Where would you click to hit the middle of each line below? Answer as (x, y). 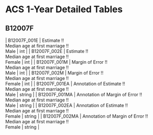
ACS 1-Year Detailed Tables (64, 9)
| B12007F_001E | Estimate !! (35, 40)
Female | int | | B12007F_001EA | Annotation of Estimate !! (65, 84)
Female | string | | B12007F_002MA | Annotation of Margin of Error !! (77, 116)
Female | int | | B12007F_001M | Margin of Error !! (57, 62)
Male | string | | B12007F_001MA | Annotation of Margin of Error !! (74, 94)
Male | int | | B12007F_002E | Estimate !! (47, 51)
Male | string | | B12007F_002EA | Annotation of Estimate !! (67, 105)
